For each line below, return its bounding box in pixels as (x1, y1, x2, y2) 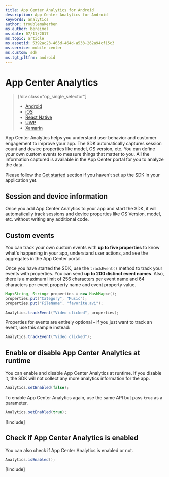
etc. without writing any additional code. (5, 216, 89, 222)
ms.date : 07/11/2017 (5, 31, 49, 36)
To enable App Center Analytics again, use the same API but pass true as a (5, 395, 163, 400)
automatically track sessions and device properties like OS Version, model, (5, 211, 161, 217)
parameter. (5, 400, 28, 406)
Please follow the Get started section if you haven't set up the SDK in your (5, 172, 160, 178)
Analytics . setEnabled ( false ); (5, 385, 70, 390)
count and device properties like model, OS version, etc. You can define (5, 146, 156, 152)
